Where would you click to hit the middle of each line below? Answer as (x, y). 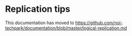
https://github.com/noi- (99, 23)
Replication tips (38, 9)
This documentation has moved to (40, 23)
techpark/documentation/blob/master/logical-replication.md (66, 28)
